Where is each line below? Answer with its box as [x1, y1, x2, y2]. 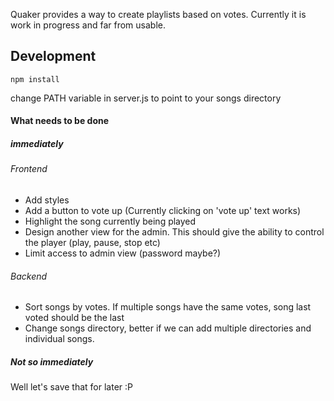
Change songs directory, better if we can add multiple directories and [24, 322, 312, 334]
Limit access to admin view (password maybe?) [24, 247, 222, 259]
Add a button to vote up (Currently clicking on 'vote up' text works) [24, 204, 302, 216]
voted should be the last [24, 312, 125, 324]
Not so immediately [10, 355, 94, 368]
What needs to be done [10, 115, 110, 127]
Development [10, 48, 97, 65]
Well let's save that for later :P [10, 381, 134, 393]
